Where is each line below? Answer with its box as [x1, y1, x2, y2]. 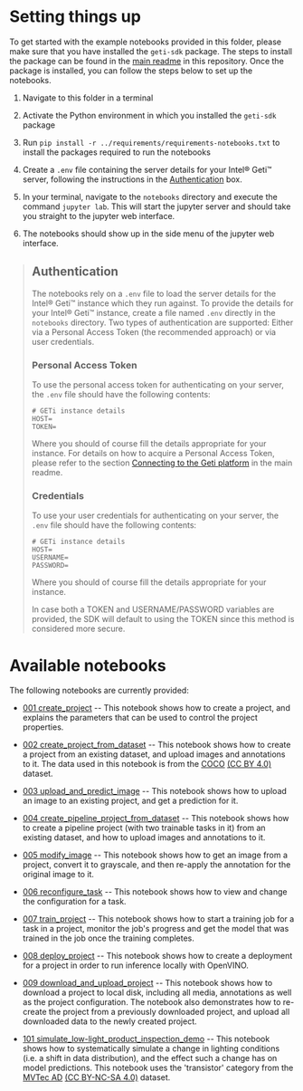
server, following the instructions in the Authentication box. [22, 174, 242, 185]
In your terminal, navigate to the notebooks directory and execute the [22, 191, 278, 202]
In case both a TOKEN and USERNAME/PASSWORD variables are [31, 604, 275, 615]
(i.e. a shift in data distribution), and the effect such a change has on [22, 1053, 278, 1064]
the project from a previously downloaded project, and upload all [48, 1007, 290, 1018]
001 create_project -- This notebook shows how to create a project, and [22, 703, 291, 713]
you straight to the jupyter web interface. [22, 210, 175, 221]
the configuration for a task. [22, 896, 127, 907]
